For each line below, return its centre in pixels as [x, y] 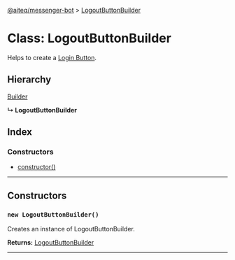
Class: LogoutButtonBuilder [89, 38]
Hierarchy [29, 80]
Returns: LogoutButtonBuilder [51, 243]
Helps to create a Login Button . [52, 57]
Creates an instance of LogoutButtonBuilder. [71, 229]
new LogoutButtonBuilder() [53, 215]
